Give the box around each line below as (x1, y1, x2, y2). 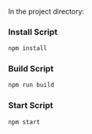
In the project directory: (8, 7, 85, 16)
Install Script (8, 26, 58, 37)
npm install (8, 44, 47, 52)
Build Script (8, 63, 53, 75)
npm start (8, 118, 41, 126)
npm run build (8, 81, 55, 90)
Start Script (8, 100, 53, 111)
